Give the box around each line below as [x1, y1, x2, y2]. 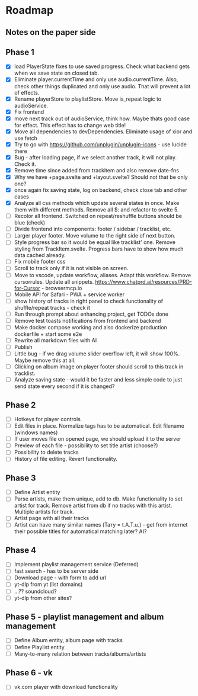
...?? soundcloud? [14, 588, 57, 595]
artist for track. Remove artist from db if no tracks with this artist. [14, 502, 173, 509]
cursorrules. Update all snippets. [14, 278, 94, 285]
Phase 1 [5, 47, 35, 57]
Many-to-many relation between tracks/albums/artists [14, 650, 146, 657]
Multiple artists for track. [14, 508, 75, 515]
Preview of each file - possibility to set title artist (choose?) [14, 442, 158, 449]
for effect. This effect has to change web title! [14, 121, 126, 129]
